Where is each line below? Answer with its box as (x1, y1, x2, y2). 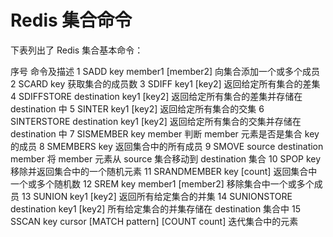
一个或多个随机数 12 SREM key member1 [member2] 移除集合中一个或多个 (10, 177, 315, 190)
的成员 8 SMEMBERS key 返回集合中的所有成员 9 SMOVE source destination (10, 140, 324, 152)
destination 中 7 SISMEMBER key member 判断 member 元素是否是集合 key (10, 127, 320, 140)
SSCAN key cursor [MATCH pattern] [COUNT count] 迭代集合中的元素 (10, 215, 299, 227)
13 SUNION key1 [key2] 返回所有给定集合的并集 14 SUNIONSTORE (21, 190, 293, 202)
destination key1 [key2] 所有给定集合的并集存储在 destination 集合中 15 (10, 202, 302, 215)
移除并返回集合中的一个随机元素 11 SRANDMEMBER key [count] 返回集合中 (10, 165, 318, 177)
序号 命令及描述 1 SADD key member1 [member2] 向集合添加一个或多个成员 (10, 65, 321, 77)
